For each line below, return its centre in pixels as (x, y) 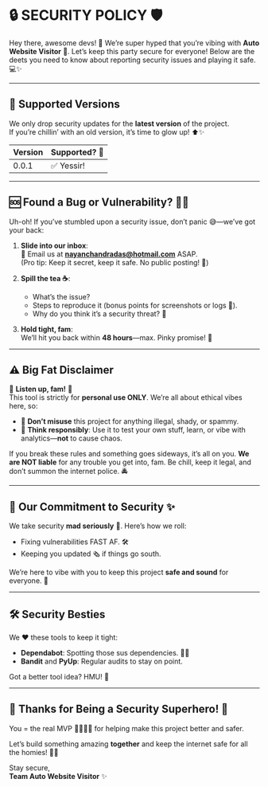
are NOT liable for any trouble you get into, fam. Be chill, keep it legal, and (130, 462)
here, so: (23, 406)
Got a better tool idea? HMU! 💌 (59, 677)
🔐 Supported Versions (64, 104)
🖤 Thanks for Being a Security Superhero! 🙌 (119, 709)
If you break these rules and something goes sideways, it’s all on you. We (129, 454)
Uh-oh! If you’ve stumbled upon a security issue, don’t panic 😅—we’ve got (132, 221)
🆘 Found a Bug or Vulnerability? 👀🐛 (99, 203)
